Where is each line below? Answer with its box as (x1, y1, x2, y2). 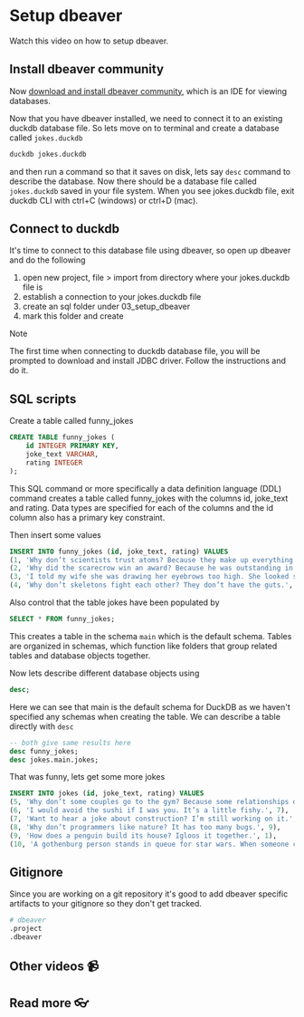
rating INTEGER (25, 458, 83, 467)
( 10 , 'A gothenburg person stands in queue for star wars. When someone (9, 840, 290, 849)
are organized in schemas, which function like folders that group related (9, 640, 278, 651)
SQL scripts (9, 391, 77, 407)
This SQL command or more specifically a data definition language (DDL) (9, 483, 282, 494)
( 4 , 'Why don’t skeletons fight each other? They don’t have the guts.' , (9, 580, 294, 590)
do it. (9, 365, 29, 376)
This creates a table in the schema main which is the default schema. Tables (9, 630, 292, 641)
